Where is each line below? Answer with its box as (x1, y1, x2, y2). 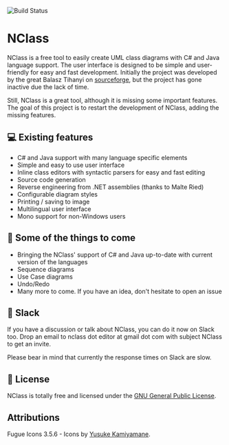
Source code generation (17, 175, 86, 184)
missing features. (7, 110, 56, 119)
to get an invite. (7, 340, 52, 348)
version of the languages (17, 257, 88, 266)
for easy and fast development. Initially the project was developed (30, 68, 218, 76)
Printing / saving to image (17, 197, 90, 206)
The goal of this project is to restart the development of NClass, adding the (7, 103, 219, 112)
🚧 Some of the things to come (7, 232, 136, 244)
